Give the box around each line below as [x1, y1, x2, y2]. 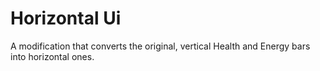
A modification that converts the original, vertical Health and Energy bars [10, 40, 311, 52]
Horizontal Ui [10, 7, 122, 30]
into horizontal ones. [10, 50, 95, 62]
